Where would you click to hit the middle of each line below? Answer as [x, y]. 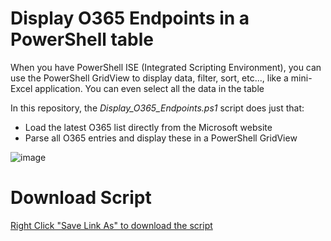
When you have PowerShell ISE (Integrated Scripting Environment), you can [166, 67]
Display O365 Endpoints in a [130, 18]
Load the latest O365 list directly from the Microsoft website [148, 127]
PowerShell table [82, 39]
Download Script [81, 198]
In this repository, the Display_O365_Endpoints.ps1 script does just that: [157, 108]
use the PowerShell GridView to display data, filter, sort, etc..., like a [149, 78]
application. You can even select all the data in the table [149, 88]
